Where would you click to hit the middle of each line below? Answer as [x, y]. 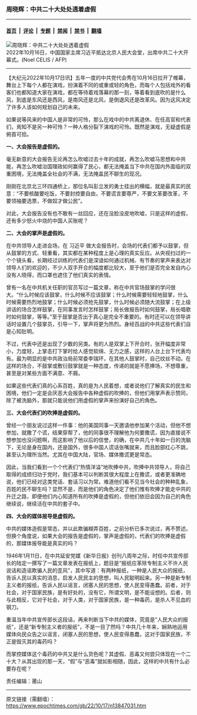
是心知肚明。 [21, 331]
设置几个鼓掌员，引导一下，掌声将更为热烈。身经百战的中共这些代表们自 [103, 324]
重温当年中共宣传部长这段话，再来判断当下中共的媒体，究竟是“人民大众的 [95, 619]
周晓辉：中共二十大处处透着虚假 [51, 9]
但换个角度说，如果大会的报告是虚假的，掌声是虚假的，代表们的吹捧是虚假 [96, 536]
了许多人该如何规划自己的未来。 [45, 107]
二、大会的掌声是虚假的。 [37, 233]
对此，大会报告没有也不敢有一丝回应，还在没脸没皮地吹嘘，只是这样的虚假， [98, 213]
